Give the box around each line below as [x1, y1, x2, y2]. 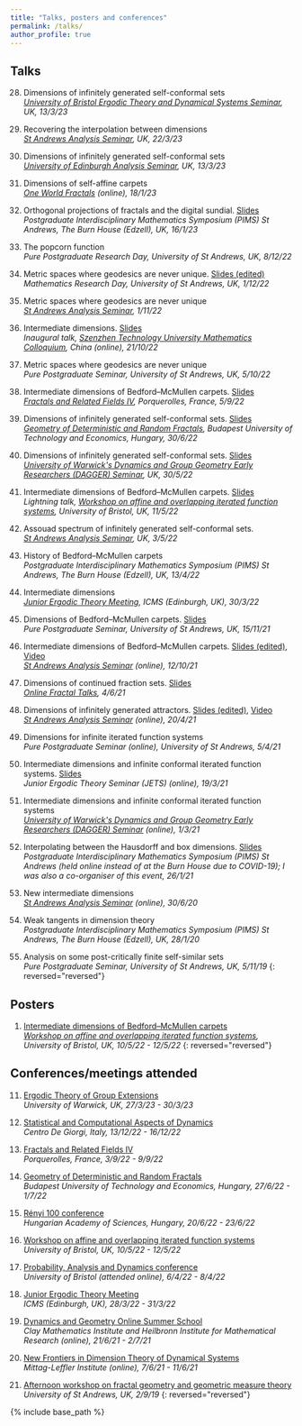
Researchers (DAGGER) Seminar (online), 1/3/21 [22, 824, 200, 835]
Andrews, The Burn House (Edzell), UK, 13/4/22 [22, 570, 200, 580]
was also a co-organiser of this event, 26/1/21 [22, 871, 194, 882]
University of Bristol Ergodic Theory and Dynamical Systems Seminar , [22, 96, 283, 108]
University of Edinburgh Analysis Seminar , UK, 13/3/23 [22, 160, 226, 171]
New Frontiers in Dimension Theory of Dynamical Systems [22, 1352, 240, 1363]
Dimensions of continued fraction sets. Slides [22, 678, 192, 689]
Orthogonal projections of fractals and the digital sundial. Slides [22, 205, 260, 216]
